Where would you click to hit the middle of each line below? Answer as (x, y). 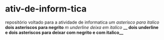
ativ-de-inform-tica (46, 9)
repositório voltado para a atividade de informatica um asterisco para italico (82, 22)
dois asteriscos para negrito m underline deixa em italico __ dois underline (82, 27)
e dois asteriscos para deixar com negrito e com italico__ (64, 32)
